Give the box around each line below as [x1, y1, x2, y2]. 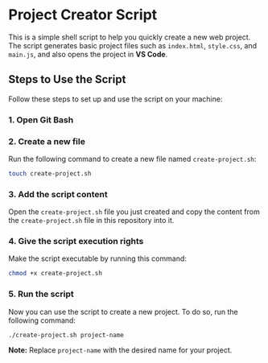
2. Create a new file [8, 135, 86, 146]
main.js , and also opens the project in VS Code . [8, 49, 168, 59]
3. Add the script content [8, 188, 108, 200]
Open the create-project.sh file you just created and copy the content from [8, 207, 260, 217]
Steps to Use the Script [8, 72, 126, 86]
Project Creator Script [8, 6, 158, 24]
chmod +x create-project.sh [8, 270, 103, 278]
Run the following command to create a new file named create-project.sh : [8, 154, 257, 163]
